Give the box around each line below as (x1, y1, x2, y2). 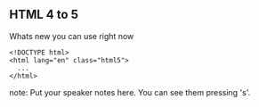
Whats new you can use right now (9, 30, 134, 41)
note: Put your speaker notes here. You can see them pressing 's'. (9, 86, 251, 97)
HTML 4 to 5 (9, 7, 78, 22)
